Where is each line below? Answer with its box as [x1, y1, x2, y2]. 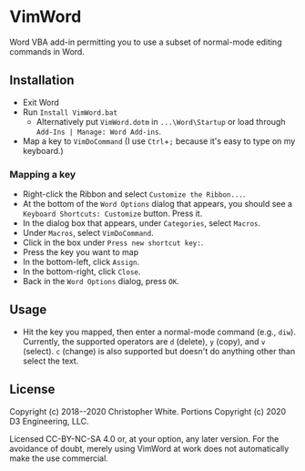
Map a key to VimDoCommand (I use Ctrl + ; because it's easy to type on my [22, 135, 296, 147]
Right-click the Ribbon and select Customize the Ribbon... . [22, 189, 246, 200]
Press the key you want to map [22, 247, 139, 258]
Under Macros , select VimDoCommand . [22, 228, 154, 239]
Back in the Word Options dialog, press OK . [22, 276, 179, 287]
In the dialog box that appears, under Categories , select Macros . [22, 218, 261, 229]
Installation [9, 73, 75, 88]
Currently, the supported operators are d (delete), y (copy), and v [22, 335, 266, 347]
